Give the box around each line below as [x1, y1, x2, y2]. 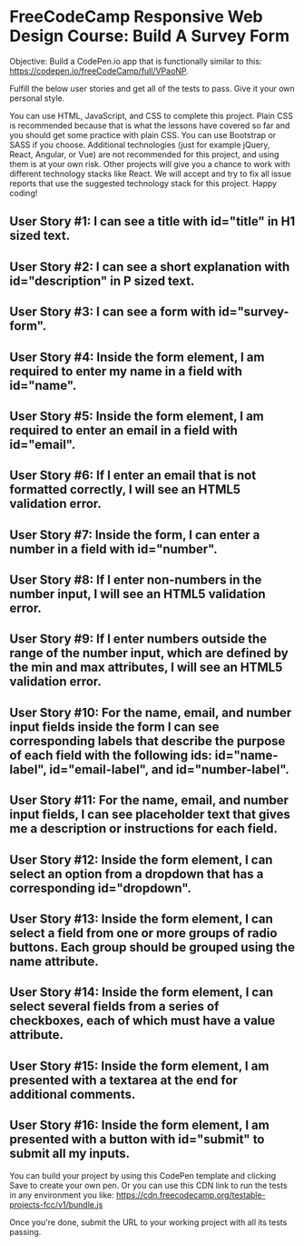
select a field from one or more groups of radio [9, 925, 278, 942]
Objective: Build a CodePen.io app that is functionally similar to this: [9, 55, 262, 66]
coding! [9, 187, 38, 198]
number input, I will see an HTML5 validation [9, 586, 266, 602]
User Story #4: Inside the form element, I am [9, 349, 265, 364]
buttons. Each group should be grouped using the [9, 940, 295, 955]
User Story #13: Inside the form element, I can [9, 912, 274, 927]
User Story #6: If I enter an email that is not [9, 468, 257, 483]
